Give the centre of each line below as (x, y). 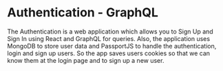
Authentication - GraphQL (83, 13)
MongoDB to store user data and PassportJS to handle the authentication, (112, 46)
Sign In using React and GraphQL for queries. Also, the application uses (109, 38)
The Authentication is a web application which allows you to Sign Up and (110, 31)
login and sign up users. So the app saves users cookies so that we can (109, 53)
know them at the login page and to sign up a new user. (86, 60)
